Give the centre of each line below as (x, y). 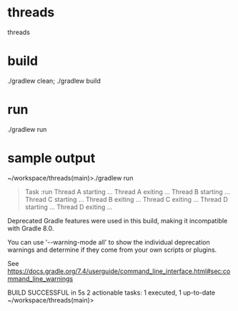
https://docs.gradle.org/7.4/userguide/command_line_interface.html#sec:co (119, 271)
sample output (51, 158)
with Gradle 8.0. (31, 228)
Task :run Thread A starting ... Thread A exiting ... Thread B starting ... (127, 192)
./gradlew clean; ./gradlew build (54, 81)
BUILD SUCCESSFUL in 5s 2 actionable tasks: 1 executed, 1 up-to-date (111, 292)
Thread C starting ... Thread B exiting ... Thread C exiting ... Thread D (126, 199)
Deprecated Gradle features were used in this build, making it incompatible (118, 220)
